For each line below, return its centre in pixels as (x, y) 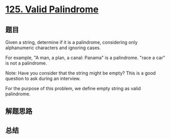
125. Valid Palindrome (52, 9)
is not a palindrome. (26, 63)
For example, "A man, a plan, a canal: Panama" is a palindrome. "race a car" (85, 58)
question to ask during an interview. (43, 78)
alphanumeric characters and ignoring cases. (53, 48)
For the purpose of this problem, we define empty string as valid (73, 88)
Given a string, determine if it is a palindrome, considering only (71, 42)
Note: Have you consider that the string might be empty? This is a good (81, 73)
